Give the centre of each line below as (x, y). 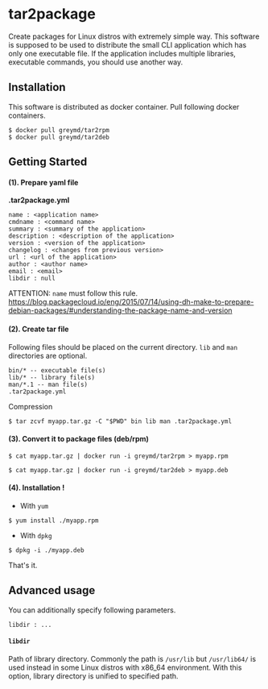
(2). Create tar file (39, 329)
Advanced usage (52, 590)
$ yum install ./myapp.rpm (54, 521)
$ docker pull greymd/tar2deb (59, 137)
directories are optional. (48, 355)
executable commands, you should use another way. (96, 62)
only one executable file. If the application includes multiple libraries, (122, 53)
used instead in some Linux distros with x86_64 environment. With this (125, 667)
